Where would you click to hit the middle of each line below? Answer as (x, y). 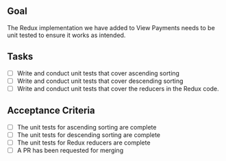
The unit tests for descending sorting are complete (89, 135)
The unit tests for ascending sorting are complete (87, 127)
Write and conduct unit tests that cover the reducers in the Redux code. (118, 88)
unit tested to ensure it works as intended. (66, 35)
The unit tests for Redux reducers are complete (84, 143)
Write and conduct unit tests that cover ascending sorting (98, 73)
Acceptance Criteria (51, 111)
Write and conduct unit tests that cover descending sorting (100, 81)
